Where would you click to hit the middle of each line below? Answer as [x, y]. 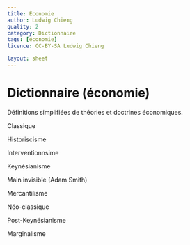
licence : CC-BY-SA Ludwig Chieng [56, 46]
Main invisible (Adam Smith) [47, 180]
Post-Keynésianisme [37, 220]
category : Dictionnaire [42, 33]
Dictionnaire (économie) [79, 93]
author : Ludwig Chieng [40, 20]
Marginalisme [27, 233]
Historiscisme [27, 139]
